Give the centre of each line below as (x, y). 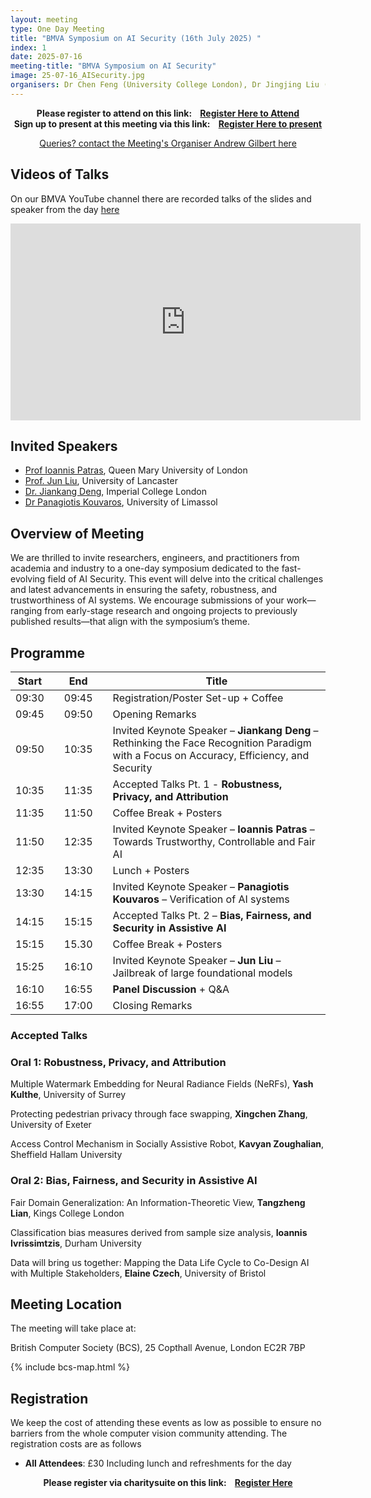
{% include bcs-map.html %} (70, 1367)
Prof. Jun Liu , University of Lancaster (101, 481)
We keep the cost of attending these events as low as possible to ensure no (166, 1423)
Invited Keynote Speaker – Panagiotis (201, 886)
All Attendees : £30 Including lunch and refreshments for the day (158, 1463)
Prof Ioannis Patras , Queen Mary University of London (136, 470)
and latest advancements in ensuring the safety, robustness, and (144, 590)
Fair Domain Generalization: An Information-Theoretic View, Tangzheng (158, 1202)
